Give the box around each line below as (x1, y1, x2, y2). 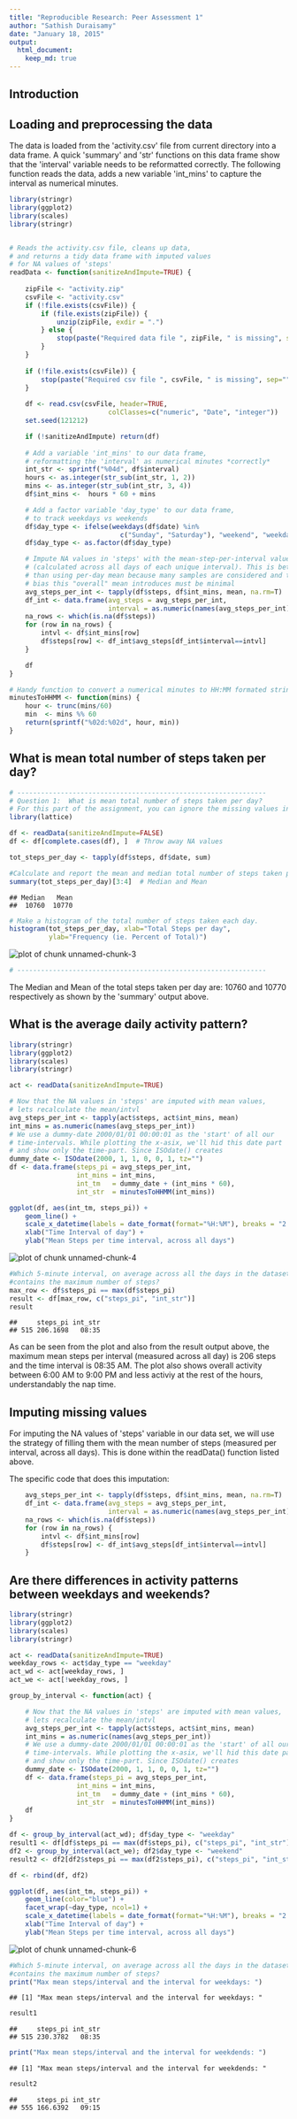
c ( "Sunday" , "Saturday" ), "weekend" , (119, 530, 259, 540)
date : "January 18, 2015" (9, 29, 104, 38)
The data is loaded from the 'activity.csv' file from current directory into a (9, 141, 277, 151)
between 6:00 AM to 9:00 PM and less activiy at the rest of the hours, (9, 1370, 263, 1380)
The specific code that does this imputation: (9, 1474, 170, 1485)
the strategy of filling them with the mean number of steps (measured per (9, 1438, 277, 1448)
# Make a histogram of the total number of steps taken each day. (9, 917, 259, 925)
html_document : (17, 46, 73, 55)
